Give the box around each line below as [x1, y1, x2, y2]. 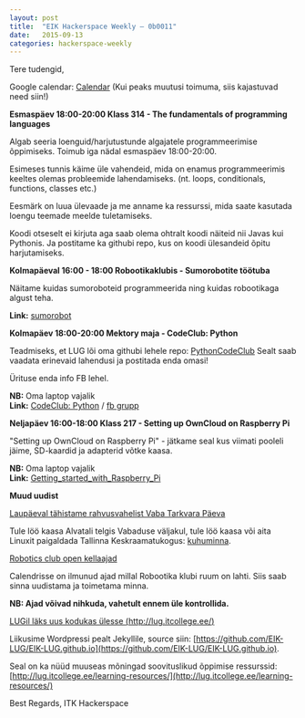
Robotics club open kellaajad [9, 553, 117, 564]
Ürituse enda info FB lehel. [9, 373, 109, 384]
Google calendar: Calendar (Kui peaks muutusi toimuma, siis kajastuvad [9, 81, 279, 92]
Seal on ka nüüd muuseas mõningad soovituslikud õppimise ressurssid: [9, 661, 278, 671]
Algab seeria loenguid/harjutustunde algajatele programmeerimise [9, 136, 258, 147]
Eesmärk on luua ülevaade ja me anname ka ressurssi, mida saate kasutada [9, 201, 293, 212]
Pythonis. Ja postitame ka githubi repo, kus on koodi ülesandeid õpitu [9, 238, 271, 249]
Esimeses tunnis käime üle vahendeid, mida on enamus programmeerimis [9, 163, 285, 174]
